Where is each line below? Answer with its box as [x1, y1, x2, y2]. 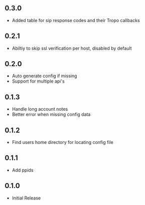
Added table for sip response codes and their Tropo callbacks [12, 17, 140, 23]
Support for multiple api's [12, 78, 65, 84]
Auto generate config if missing [12, 73, 77, 79]
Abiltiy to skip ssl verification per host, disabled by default [12, 45, 132, 51]
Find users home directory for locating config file [12, 139, 113, 145]
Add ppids [12, 167, 34, 173]
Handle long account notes [12, 106, 68, 112]
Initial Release [12, 195, 41, 201]
